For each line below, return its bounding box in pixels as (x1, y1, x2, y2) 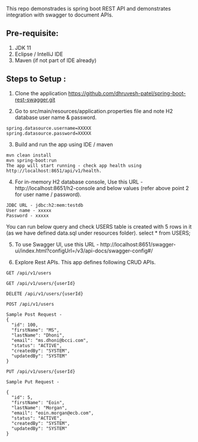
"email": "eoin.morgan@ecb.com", (11, 410, 94, 416)
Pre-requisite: (6, 28, 59, 39)
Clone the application (14, 89, 67, 97)
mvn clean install (6, 152, 52, 158)
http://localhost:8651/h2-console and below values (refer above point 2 (14, 184, 189, 191)
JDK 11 (14, 44, 31, 51)
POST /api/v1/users (6, 301, 55, 307)
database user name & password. (14, 114, 97, 121)
